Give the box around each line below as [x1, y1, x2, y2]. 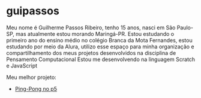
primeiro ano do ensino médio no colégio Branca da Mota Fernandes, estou [6, 36, 193, 44]
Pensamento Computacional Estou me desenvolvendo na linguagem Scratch [6, 56, 196, 63]
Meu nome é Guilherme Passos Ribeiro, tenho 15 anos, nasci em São [6, 24, 176, 31]
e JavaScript [6, 62, 38, 69]
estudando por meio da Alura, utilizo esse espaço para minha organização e [6, 43, 194, 50]
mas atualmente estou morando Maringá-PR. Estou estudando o [16, 30, 175, 37]
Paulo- [176, 24, 194, 31]
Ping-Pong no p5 [14, 85, 57, 92]
